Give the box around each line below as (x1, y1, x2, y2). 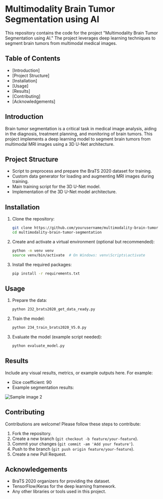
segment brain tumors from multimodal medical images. (5, 40, 117, 46)
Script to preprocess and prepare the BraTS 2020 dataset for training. (12, 168, 152, 174)
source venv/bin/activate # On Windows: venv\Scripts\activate (12, 253, 145, 258)
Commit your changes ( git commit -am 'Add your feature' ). (12, 440, 134, 447)
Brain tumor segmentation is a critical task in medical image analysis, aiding (5, 125, 157, 131)
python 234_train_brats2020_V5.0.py (12, 325, 87, 330)
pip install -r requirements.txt (12, 271, 80, 276)
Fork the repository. (12, 430, 52, 436)
